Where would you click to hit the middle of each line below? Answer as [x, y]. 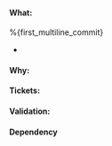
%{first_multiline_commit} [56, 32]
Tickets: [25, 90]
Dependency [33, 132]
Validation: [30, 111]
